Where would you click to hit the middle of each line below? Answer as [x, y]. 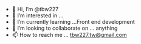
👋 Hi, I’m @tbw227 [35, 9]
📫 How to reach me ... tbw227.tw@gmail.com [69, 35]
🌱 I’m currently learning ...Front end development [73, 22]
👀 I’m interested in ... [38, 15]
